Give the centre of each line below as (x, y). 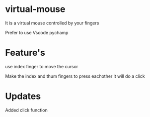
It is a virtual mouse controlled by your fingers (52, 23)
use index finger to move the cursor (42, 66)
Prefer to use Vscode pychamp (37, 32)
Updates (23, 96)
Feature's (25, 53)
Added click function (27, 110)
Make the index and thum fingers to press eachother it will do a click (75, 76)
